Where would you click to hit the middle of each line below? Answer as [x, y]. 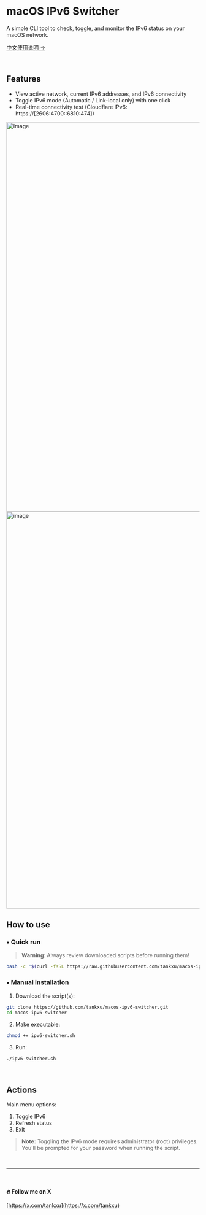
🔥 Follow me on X [29, 1191]
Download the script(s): [45, 996]
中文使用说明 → [26, 47]
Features [24, 79]
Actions [21, 1090]
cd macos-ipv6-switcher [37, 1013]
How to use [28, 925]
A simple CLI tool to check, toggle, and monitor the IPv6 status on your [96, 28]
